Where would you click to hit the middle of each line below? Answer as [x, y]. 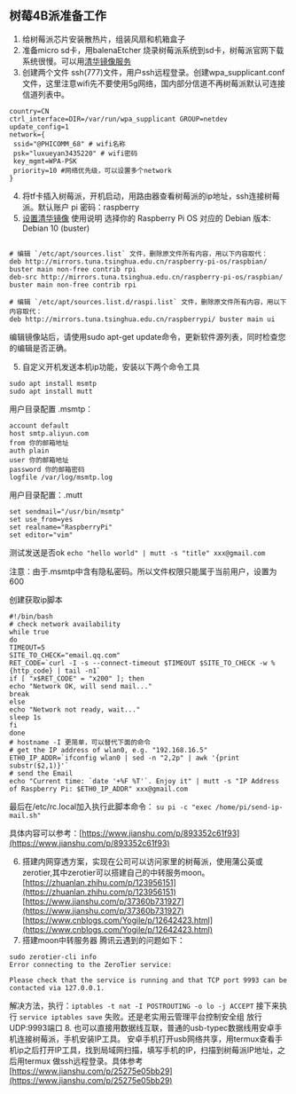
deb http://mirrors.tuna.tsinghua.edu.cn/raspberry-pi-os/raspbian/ [138, 261]
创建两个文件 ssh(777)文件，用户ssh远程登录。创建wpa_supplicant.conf [153, 72]
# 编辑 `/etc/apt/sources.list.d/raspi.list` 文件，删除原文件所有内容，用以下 [148, 302]
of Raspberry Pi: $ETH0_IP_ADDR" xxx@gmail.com [99, 789]
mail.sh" [25, 815]
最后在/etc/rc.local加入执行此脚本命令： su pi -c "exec [111, 807]
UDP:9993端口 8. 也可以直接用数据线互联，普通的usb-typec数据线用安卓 [142, 1027]
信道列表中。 [45, 94]
